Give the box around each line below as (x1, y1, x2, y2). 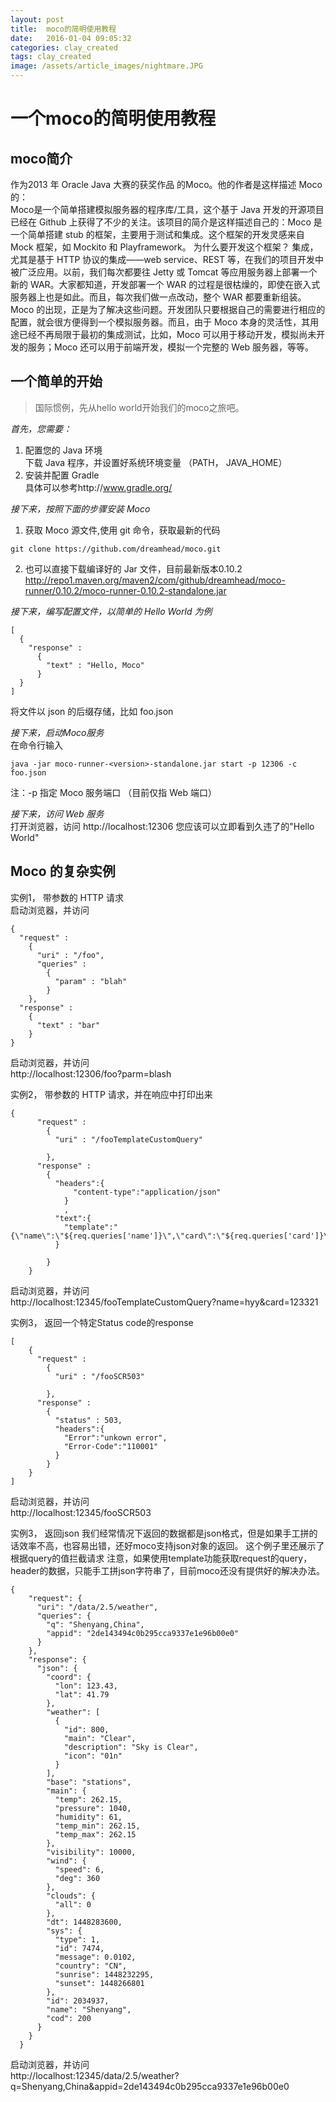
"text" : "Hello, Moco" (46, 660, 145, 670)
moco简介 (10, 150, 73, 167)
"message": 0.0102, (54, 1952, 137, 1962)
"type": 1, (54, 1934, 101, 1945)
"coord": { (46, 1672, 92, 1682)
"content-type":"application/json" (73, 1187, 222, 1197)
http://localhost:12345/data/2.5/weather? (10, 2069, 180, 2081)
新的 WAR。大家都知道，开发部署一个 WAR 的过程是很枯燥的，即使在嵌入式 (10, 279, 321, 290)
